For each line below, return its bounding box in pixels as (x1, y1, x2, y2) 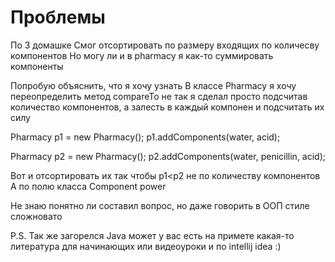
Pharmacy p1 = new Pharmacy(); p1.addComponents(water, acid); (10, 131, 281, 143)
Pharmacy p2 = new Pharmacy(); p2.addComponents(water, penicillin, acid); (10, 150, 326, 162)
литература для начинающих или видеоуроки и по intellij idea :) (10, 240, 282, 252)
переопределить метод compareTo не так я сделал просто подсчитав (10, 90, 308, 102)
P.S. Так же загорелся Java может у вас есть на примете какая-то (10, 229, 295, 241)
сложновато (10, 210, 63, 222)
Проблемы (10, 6, 106, 29)
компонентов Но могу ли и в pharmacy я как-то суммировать (10, 49, 274, 61)
